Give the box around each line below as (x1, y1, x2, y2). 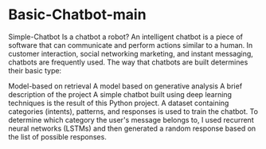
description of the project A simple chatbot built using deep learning (8, 89, 233, 99)
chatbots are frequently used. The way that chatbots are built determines (8, 57, 248, 67)
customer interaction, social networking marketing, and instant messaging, (8, 49, 253, 58)
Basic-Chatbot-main (8, 6, 147, 24)
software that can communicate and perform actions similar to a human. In (8, 40, 253, 49)
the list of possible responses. (8, 131, 108, 141)
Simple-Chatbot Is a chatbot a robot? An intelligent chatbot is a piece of (8, 32, 243, 41)
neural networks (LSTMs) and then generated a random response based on (8, 124, 256, 133)
